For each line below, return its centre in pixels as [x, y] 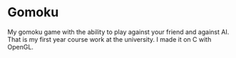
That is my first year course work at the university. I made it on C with [109, 39]
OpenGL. [21, 47]
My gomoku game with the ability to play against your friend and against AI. [118, 32]
